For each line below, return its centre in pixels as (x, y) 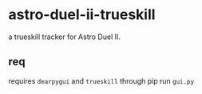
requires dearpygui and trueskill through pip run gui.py (101, 80)
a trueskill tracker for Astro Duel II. (65, 37)
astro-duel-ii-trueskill (82, 15)
